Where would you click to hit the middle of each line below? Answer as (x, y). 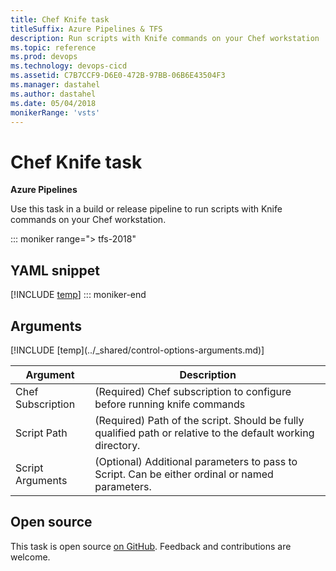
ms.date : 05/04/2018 (53, 103)
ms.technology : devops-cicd (69, 66)
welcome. (30, 557)
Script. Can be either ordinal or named (184, 474)
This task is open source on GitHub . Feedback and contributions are (151, 546)
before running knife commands (170, 404)
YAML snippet (55, 270)
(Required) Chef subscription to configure (193, 391)
